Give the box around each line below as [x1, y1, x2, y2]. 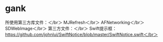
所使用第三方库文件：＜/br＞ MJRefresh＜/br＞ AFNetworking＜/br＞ [5, 19, 144, 25]
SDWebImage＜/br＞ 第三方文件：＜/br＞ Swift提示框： [5, 25, 117, 31]
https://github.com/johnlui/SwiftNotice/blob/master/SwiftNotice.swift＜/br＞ [5, 31, 158, 37]
